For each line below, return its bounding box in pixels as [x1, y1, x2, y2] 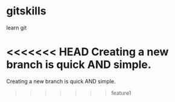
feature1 [111, 89, 132, 97]
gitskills [6, 4, 46, 18]
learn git [6, 24, 27, 31]
